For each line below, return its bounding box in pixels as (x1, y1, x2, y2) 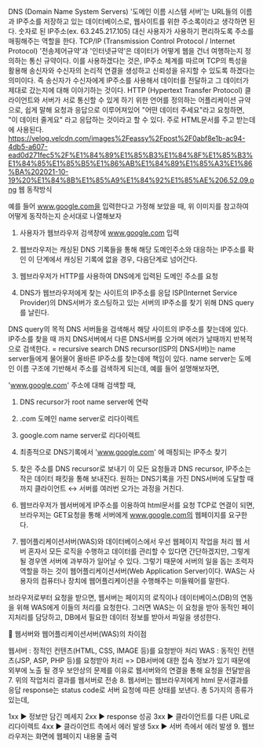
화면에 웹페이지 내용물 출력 (35, 731, 118, 741)
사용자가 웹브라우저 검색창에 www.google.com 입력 (19, 228, 180, 238)
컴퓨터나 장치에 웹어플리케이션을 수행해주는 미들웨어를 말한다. (40, 577, 230, 585)
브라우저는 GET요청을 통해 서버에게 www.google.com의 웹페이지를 (19, 510, 227, 519)
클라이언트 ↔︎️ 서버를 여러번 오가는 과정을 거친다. (34, 484, 184, 493)
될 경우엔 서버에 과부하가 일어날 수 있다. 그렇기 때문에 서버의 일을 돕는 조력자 (19, 557, 254, 566)
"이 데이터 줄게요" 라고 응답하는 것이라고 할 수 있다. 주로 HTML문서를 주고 (8, 115, 236, 124)
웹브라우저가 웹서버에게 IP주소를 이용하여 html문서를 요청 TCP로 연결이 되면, (19, 500, 255, 510)
